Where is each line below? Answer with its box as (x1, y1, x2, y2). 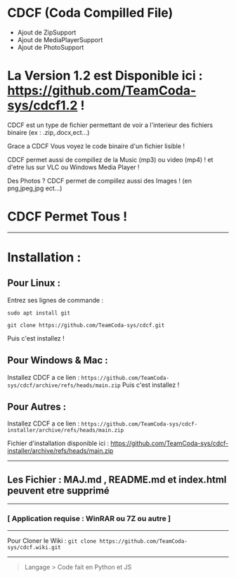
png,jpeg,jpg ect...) (7, 184, 63, 192)
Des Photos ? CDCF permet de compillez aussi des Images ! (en (7, 176, 192, 185)
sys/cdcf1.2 (7, 98, 78, 114)
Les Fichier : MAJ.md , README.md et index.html (7, 473, 227, 485)
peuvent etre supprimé (7, 485, 110, 497)
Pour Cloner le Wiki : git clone (7, 536, 97, 545)
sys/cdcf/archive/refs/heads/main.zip (7, 381, 121, 389)
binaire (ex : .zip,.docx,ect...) (7, 128, 90, 136)
